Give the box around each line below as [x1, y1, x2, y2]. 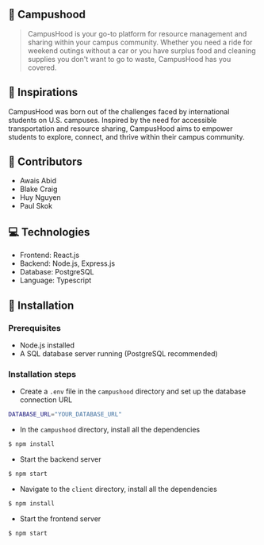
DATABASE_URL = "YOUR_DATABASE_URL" [8, 410, 123, 419]
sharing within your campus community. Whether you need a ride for [27, 37, 253, 47]
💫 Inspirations [8, 86, 78, 99]
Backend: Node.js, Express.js [19, 259, 116, 268]
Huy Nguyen [19, 193, 61, 202]
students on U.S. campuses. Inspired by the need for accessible [8, 115, 217, 125]
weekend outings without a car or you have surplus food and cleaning [27, 45, 256, 56]
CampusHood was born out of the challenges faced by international [8, 106, 230, 116]
